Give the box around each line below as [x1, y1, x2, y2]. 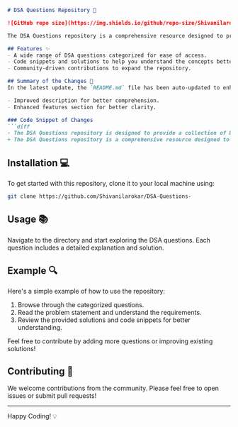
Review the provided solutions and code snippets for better [17, 316, 191, 324]
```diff [7, 123, 30, 131]
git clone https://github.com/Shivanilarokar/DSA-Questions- [7, 192, 192, 200]
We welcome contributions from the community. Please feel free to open [7, 384, 220, 393]
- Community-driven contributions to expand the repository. [7, 65, 192, 72]
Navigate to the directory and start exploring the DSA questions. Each [7, 235, 211, 244]
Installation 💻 [7, 157, 70, 169]
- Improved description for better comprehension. [7, 96, 160, 104]
